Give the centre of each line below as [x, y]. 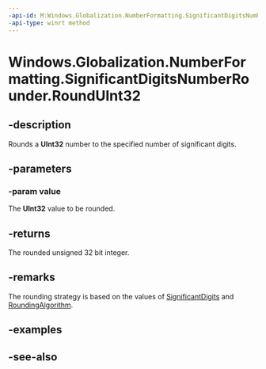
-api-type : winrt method [49, 23]
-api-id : [23, 15]
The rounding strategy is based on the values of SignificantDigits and [121, 296]
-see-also [33, 357]
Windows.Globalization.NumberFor [127, 62]
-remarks [32, 278]
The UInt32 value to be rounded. [62, 209]
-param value [34, 191]
